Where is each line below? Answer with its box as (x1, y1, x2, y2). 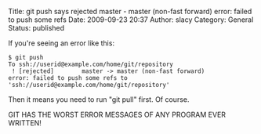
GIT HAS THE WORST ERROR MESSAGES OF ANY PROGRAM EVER (8, 110, 226, 119)
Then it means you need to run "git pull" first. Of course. (8, 95, 190, 104)
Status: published (8, 24, 65, 32)
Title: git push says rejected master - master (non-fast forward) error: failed (8, 7, 252, 16)
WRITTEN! (8, 118, 42, 128)
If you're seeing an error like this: (8, 38, 115, 48)
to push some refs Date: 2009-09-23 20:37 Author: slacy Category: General (8, 15, 254, 24)
